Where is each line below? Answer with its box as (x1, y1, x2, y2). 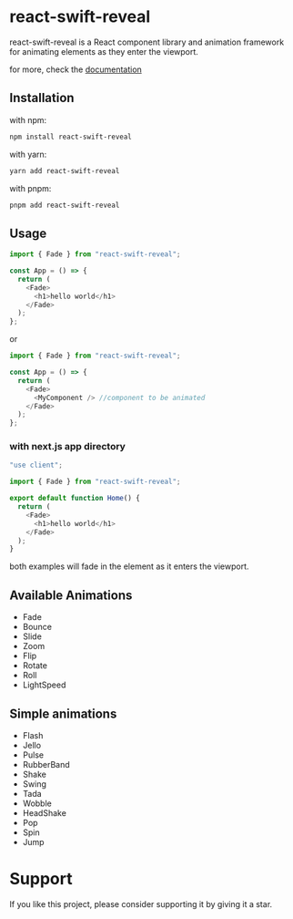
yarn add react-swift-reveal (9, 166, 120, 175)
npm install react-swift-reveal (9, 132, 132, 141)
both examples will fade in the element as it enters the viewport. (9, 561, 249, 572)
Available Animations (9, 587, 133, 603)
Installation (9, 90, 75, 106)
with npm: (9, 114, 47, 125)
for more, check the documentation (9, 64, 143, 75)
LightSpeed (22, 679, 66, 690)
